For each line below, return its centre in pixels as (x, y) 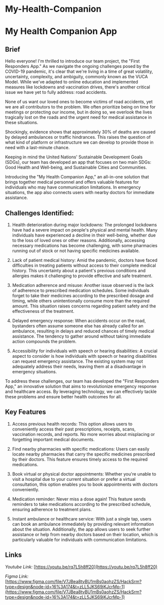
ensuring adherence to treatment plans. (52, 509)
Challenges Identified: (40, 213)
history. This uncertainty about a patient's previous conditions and (79, 270)
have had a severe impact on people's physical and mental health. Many (85, 230)
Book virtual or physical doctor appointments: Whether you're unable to (84, 474)
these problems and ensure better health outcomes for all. (63, 397)
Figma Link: (17, 576)
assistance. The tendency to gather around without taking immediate (81, 336)
